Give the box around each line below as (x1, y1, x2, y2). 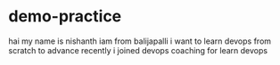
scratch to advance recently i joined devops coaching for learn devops (8, 45, 268, 55)
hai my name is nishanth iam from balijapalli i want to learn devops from (8, 36, 272, 46)
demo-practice (8, 6, 122, 27)
